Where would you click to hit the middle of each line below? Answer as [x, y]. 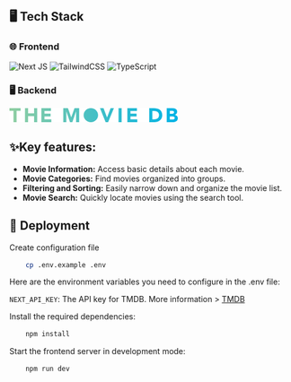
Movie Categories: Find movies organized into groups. [124, 178]
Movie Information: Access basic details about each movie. [133, 169]
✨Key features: [53, 148]
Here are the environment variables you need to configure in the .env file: [145, 282]
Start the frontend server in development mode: [97, 352]
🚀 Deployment [49, 226]
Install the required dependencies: [73, 317]
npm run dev [48, 369]
